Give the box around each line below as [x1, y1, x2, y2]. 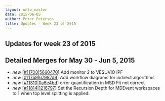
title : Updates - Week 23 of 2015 [5, 21, 77, 26]
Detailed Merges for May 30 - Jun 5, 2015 [5, 56, 135, 65]
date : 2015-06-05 [5, 12, 41, 17]
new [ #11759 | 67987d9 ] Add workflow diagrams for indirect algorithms [12, 75, 155, 81]
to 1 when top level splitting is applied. [12, 90, 90, 97]
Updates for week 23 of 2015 [5, 39, 96, 48]
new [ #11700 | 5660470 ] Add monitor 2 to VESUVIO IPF [12, 69, 123, 75]
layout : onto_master [5, 7, 48, 12]
